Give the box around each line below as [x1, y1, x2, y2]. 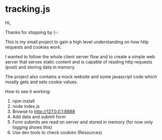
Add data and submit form [12, 113, 66, 119]
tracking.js [5, 3, 50, 15]
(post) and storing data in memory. [5, 64, 76, 70]
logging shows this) [12, 124, 53, 130]
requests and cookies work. [5, 44, 62, 50]
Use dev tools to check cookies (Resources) [12, 129, 102, 135]
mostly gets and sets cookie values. [5, 79, 78, 85]
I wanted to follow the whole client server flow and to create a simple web [5, 53, 156, 60]
